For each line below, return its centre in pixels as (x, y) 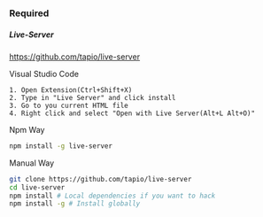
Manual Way (32, 163)
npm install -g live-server (61, 146)
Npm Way (27, 129)
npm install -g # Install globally (75, 204)
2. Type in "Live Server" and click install (93, 97)
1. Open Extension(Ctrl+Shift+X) (71, 90)
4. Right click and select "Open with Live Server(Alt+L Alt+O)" (132, 113)
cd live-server (37, 187)
